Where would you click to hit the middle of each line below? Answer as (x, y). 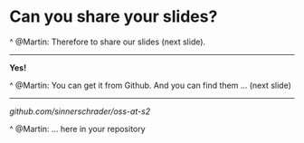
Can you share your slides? (114, 17)
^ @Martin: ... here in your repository (78, 129)
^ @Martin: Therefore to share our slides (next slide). (108, 42)
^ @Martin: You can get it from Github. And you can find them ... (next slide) (150, 85)
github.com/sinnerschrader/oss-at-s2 (80, 111)
